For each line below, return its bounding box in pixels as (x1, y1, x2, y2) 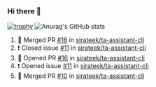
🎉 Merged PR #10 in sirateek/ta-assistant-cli (17, 72, 145, 80)
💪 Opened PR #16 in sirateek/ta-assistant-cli (17, 54, 146, 62)
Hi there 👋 (7, 6, 42, 16)
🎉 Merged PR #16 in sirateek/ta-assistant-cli (17, 36, 145, 44)
